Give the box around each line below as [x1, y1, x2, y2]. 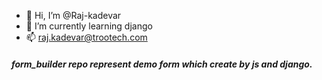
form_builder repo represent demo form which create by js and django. [11, 58, 313, 70]
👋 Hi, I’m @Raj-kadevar [25, 10, 122, 21]
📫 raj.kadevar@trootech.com [25, 31, 148, 43]
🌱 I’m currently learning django [25, 20, 153, 32]
